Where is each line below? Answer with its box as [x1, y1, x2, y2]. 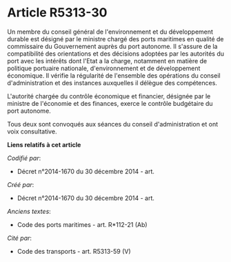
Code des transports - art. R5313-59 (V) [17, 247, 131, 255]
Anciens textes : [7, 207, 52, 215]
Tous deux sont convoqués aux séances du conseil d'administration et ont [7, 120, 219, 128]
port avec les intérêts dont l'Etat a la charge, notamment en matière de [7, 56, 208, 65]
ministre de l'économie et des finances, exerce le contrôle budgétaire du [7, 99, 213, 107]
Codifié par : [7, 153, 41, 162]
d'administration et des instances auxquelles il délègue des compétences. [7, 78, 217, 87]
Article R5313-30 [7, 5, 108, 21]
